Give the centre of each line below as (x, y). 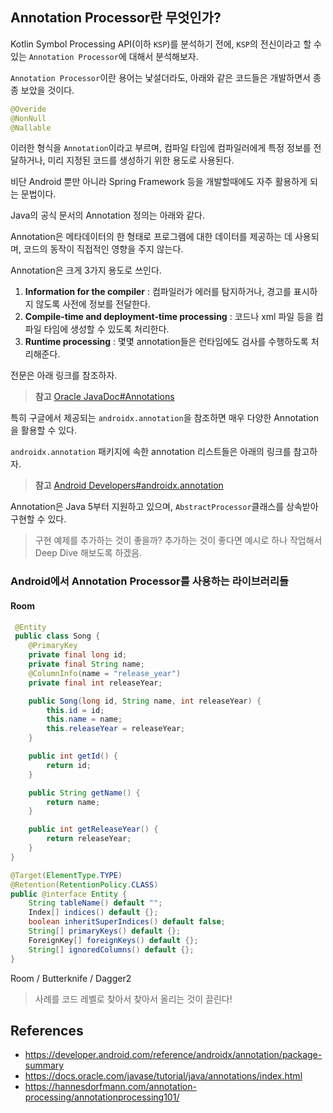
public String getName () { (84, 793)
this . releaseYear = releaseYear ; (116, 729)
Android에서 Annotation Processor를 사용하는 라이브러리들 (150, 581)
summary (44, 1065)
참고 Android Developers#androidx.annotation (129, 485)
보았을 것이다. (47, 90)
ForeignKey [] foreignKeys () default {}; (113, 940)
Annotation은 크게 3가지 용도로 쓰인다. (86, 270)
